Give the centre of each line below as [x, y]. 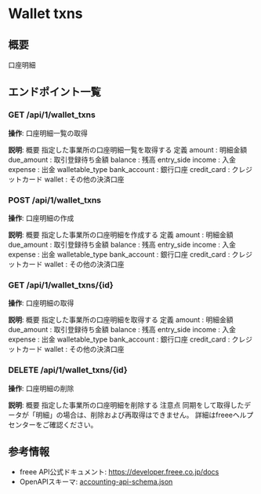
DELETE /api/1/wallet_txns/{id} [68, 370]
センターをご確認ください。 [53, 424]
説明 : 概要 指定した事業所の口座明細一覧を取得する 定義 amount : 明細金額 [128, 149]
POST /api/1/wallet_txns [55, 199]
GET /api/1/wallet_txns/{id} [61, 285]
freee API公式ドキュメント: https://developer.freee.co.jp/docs [119, 472]
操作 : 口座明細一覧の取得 [48, 133]
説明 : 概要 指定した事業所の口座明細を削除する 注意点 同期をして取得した [126, 404]
